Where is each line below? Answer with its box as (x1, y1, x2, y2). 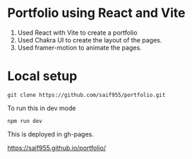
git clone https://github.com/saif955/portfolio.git (7, 91, 166, 98)
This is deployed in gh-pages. (7, 129, 94, 139)
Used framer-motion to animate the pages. (17, 43, 143, 52)
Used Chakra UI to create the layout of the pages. (17, 35, 162, 44)
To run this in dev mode (7, 104, 76, 112)
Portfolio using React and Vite (7, 5, 186, 21)
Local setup (7, 69, 78, 84)
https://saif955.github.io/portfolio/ (7, 143, 106, 152)
